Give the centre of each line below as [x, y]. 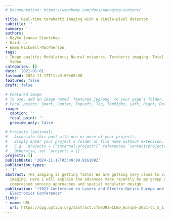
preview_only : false [31, 123]
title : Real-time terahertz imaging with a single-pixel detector [77, 19]
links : [12, 198]
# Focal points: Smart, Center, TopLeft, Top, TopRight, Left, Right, [81, 104]
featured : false [22, 81]
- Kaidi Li [17, 43]
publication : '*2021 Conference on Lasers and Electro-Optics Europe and [85, 189]
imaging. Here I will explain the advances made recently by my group [86, 179]
